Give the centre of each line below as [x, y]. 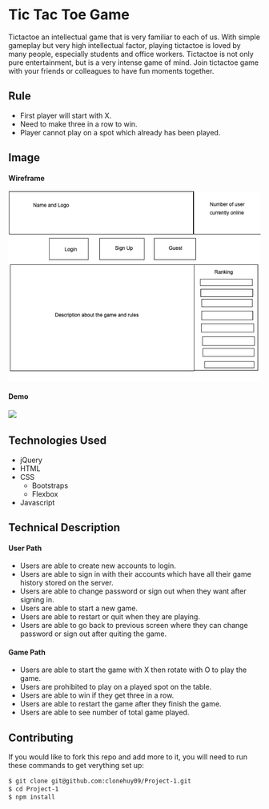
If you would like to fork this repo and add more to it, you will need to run [128, 757]
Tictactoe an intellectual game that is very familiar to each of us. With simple [134, 37]
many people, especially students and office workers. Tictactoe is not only [131, 54]
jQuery [31, 460]
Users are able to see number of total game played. [104, 712]
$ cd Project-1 [34, 789]
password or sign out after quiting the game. [93, 634]
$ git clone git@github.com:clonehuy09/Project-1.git [100, 781]
